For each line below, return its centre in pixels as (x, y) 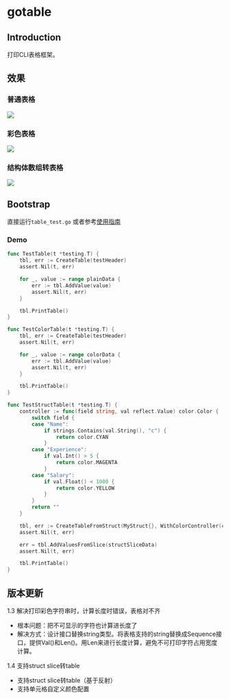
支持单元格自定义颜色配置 (53, 689)
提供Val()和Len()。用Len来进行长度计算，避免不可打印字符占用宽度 (123, 642)
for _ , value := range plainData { (70, 279)
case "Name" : (50, 424)
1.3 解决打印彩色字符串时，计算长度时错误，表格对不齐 (84, 610)
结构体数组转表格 (35, 168)
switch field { (53, 417)
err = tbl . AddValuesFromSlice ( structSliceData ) (88, 545)
